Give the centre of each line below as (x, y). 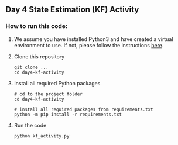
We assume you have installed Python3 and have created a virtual (93, 39)
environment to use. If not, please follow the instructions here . (89, 45)
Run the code (30, 125)
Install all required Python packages (57, 83)
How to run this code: (37, 26)
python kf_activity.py (42, 136)
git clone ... (31, 67)
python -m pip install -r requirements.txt (68, 114)
